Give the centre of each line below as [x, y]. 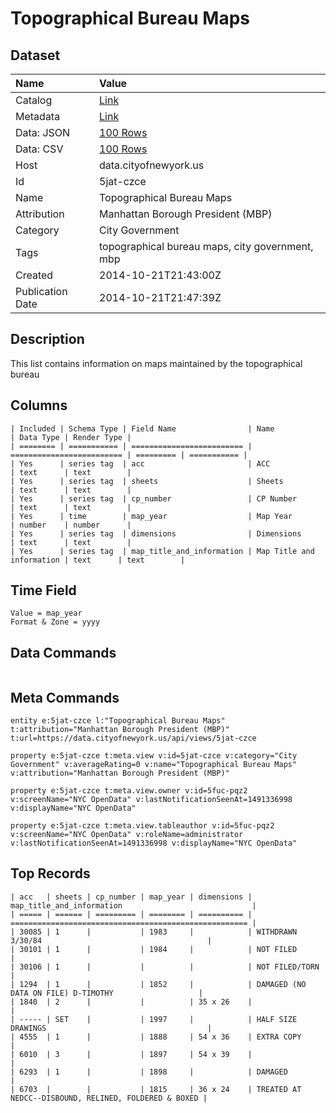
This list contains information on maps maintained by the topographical [156, 363]
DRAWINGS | [111, 1028]
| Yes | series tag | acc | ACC [140, 463]
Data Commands [63, 652]
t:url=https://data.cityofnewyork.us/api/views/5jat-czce [133, 738]
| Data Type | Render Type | [71, 437]
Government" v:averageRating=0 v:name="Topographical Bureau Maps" [154, 765]
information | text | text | [98, 560]
